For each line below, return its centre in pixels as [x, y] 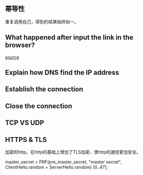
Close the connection [39, 106]
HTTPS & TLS [26, 140]
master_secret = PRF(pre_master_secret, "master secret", [63, 162]
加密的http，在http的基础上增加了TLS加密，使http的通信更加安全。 [73, 152]
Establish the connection [44, 89]
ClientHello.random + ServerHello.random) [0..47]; [56, 167]
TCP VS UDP [25, 123]
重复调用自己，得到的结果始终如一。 [42, 22]
